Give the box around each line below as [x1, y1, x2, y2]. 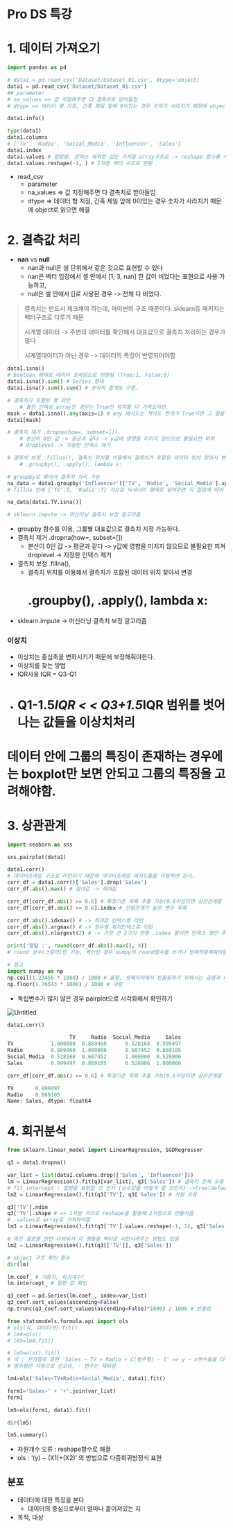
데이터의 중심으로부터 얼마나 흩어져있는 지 [27, 1504, 141, 1513]
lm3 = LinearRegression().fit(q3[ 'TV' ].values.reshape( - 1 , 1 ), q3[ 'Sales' [7, 1223, 228, 1230]
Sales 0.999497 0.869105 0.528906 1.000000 [7, 1060, 182, 1067]
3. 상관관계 [7, 817, 67, 833]
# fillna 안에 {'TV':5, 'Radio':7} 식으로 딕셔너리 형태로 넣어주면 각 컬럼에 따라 [7, 486, 224, 493]
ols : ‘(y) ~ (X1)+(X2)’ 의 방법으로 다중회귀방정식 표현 [17, 1454, 162, 1462]
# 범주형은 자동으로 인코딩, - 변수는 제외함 [7, 1363, 116, 1370]
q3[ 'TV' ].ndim [7, 1203, 49, 1211]
